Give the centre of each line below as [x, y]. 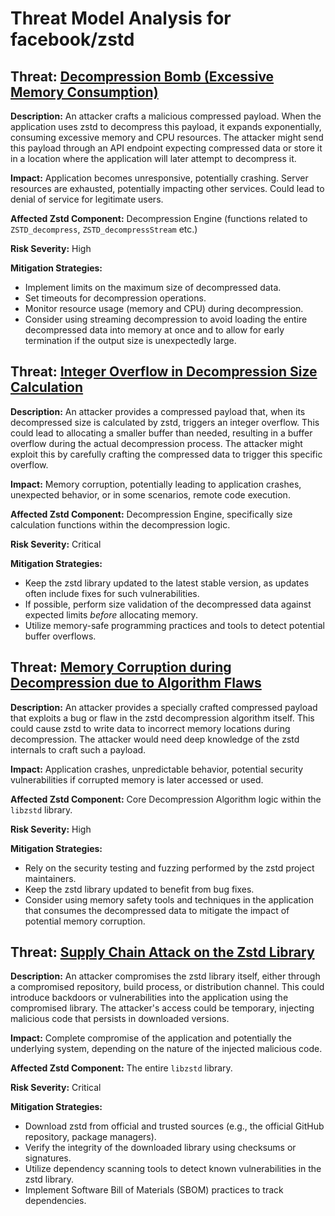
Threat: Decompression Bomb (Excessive [142, 76]
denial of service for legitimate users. [87, 199]
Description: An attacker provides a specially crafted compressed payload [164, 707]
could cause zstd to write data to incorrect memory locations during [150, 728]
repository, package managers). [90, 1137]
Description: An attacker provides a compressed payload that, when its [158, 411]
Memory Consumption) [84, 92]
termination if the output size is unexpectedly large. [130, 340]
